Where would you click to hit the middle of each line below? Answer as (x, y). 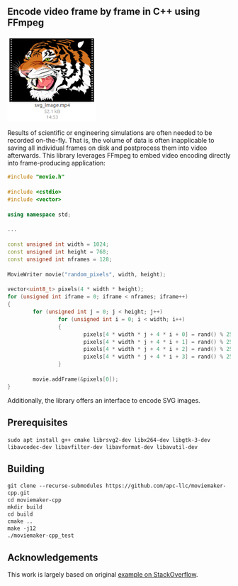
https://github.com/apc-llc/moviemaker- (166, 486)
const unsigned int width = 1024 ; (58, 244)
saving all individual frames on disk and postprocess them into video (107, 148)
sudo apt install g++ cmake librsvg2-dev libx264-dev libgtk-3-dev (109, 440)
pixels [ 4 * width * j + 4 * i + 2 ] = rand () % (153, 349)
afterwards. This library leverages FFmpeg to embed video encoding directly (119, 156)
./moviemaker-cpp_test (41, 536)
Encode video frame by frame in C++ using (104, 12)
